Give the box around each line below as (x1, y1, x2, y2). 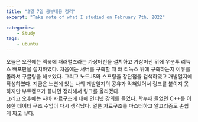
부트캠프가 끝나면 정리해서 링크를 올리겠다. (21, 88, 120, 94)
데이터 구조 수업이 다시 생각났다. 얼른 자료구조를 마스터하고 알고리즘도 (17, 103, 178, 109)
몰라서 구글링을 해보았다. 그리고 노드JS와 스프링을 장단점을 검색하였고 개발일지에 (6, 73, 193, 80)
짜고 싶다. (12, 110, 35, 117)
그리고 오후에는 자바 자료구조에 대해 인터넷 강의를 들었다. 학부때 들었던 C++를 (6, 95, 186, 102)
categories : (6, 25, 35, 31)
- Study (17, 30, 35, 36)
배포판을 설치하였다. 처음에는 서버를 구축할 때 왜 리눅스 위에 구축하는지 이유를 (12, 65, 191, 72)
